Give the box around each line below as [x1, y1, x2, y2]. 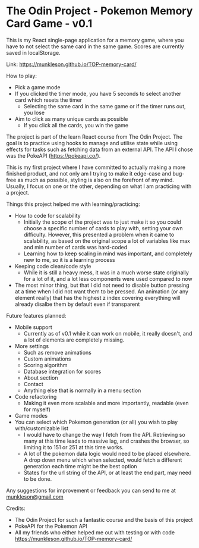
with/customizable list [14, 424, 69, 432]
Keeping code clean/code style [14, 262, 91, 270]
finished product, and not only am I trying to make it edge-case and [6, 170, 172, 177]
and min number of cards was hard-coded [23, 243, 128, 250]
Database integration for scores [23, 368, 102, 375]
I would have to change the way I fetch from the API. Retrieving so [23, 431, 185, 438]
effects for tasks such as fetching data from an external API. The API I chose [6, 146, 193, 153]
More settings [14, 342, 49, 349]
